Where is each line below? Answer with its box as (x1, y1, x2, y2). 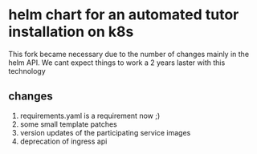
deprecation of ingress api (19, 136, 108, 146)
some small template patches (19, 119, 118, 129)
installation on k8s (8, 22, 134, 41)
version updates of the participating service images (19, 128, 191, 137)
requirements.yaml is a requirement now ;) (19, 111, 161, 120)
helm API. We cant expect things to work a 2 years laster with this (8, 58, 226, 67)
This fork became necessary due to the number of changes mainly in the (8, 49, 250, 59)
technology (8, 66, 46, 75)
